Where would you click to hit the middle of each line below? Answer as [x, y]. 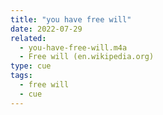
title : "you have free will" [71, 19]
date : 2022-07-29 [46, 29]
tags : [21, 76]
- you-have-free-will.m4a [73, 47]
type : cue [31, 66]
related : [28, 38]
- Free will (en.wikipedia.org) [87, 57]
